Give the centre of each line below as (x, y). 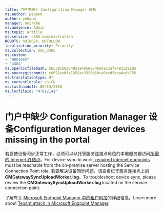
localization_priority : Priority (39, 46)
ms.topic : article (24, 32)
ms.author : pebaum (24, 14)
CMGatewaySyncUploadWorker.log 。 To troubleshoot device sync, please (81, 177)
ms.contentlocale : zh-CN (30, 82)
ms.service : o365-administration (39, 37)
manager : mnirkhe (23, 23)
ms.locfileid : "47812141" (31, 91)
